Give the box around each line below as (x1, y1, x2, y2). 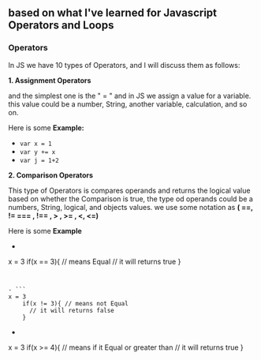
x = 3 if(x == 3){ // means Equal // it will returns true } (8, 257, 181, 266)
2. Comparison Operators (8, 170, 93, 180)
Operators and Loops (8, 19, 114, 32)
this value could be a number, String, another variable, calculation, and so (8, 99, 248, 109)
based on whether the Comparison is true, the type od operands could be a (8, 193, 254, 204)
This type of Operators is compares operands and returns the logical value (8, 186, 251, 195)
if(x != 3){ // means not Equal (22, 299, 129, 307)
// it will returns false (28, 306, 114, 314)
